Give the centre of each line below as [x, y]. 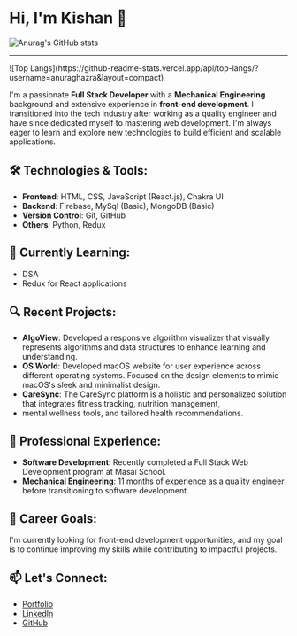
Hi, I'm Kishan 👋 [68, 18]
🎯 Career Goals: [53, 519]
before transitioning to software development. [105, 491]
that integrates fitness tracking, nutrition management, [121, 404]
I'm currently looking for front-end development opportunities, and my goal [146, 540]
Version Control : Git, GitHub [74, 215]
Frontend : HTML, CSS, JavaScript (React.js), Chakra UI [122, 196]
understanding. [49, 357]
